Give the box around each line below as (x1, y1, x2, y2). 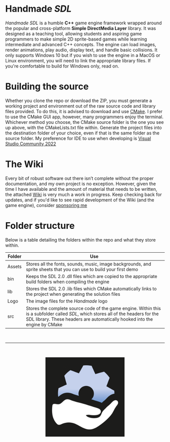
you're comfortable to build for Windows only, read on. (5, 63, 119, 69)
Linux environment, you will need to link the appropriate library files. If (5, 57, 151, 63)
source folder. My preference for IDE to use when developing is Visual (5, 135, 151, 141)
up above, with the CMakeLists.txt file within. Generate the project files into (5, 124, 162, 130)
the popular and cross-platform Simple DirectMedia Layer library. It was (5, 25, 156, 31)
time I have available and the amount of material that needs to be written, (5, 186, 158, 192)
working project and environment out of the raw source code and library (5, 103, 156, 109)
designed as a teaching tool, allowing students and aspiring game (5, 30, 142, 37)
